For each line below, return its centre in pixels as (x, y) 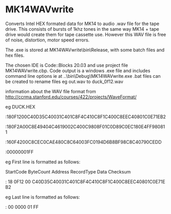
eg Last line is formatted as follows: (43, 197)
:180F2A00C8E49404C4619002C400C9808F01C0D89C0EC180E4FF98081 (85, 126)
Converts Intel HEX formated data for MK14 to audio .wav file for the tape (82, 24)
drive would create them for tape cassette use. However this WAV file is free (86, 34)
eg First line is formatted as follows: (43, 162)
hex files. (15, 55)
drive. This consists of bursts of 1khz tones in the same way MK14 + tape (82, 29)
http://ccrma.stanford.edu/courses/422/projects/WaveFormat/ (71, 97)
